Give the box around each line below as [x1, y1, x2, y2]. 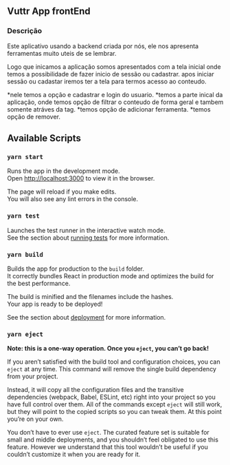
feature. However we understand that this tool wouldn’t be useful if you [7, 443, 208, 451]
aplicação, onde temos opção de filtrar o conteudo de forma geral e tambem [7, 98, 224, 106]
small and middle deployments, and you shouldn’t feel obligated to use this [7, 435, 218, 444]
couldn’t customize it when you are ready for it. [7, 451, 141, 459]
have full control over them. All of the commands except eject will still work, [7, 400, 222, 409]
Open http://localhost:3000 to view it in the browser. [7, 174, 155, 183]
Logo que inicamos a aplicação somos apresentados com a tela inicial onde [7, 62, 221, 71]
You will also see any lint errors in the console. [7, 195, 139, 203]
